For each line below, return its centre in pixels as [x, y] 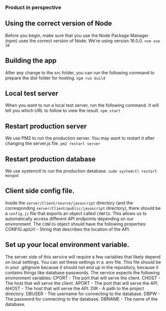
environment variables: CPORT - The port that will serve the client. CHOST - [83, 278]
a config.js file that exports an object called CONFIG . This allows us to [76, 213]
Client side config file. [40, 191]
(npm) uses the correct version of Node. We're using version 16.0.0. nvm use [83, 41]
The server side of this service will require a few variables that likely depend [83, 256]
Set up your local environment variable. [67, 245]
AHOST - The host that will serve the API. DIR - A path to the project [75, 288]
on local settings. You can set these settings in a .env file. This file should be [83, 262]
